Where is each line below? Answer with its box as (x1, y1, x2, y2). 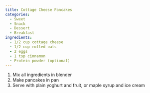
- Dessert (9, 26, 30, 31)
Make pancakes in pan (12, 77, 59, 83)
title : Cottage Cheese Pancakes (5, 7, 72, 12)
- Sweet (9, 16, 26, 21)
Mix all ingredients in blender (12, 72, 72, 78)
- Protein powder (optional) (9, 58, 70, 63)
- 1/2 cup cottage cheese (9, 40, 64, 45)
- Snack (9, 21, 26, 26)
